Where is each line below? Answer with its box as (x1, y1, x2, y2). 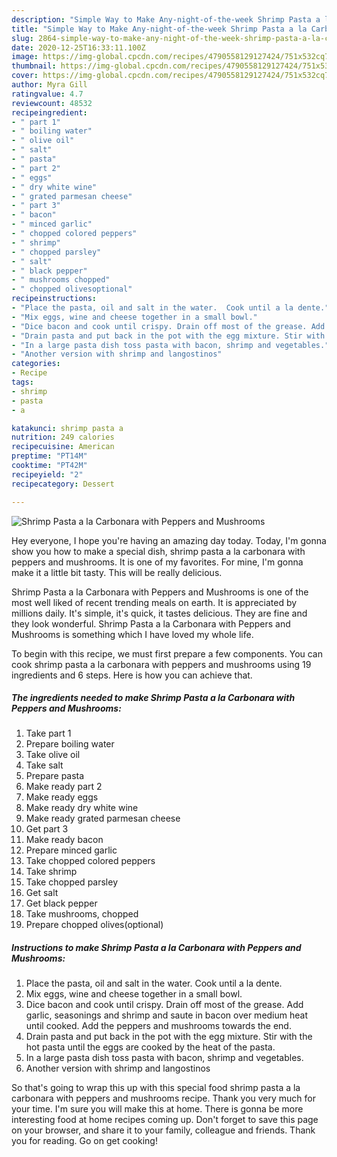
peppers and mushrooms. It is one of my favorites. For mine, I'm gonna (11, 556, 304, 568)
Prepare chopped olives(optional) (25, 919, 164, 931)
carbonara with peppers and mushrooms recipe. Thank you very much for (11, 1092, 317, 1105)
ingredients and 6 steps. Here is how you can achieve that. (11, 669, 253, 681)
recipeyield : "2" (11, 469, 84, 480)
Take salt (25, 759, 64, 771)
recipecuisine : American (11, 442, 115, 452)
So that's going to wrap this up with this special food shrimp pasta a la (11, 1082, 301, 1094)
